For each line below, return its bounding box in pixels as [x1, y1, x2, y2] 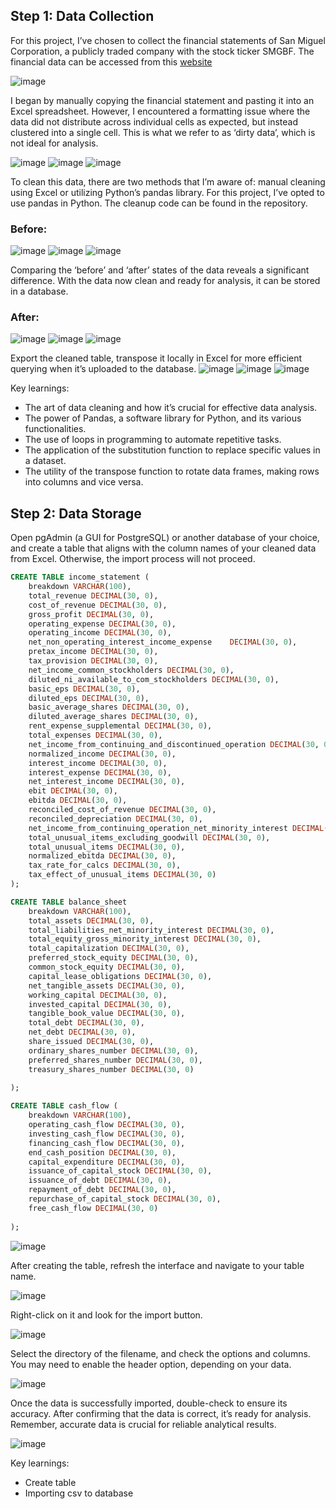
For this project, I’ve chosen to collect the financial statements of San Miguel [10, 34, 326, 46]
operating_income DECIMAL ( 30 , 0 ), [28, 628, 172, 638]
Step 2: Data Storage [10, 505, 142, 522]
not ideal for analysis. [10, 137, 99, 149]
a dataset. [24, 455, 67, 467]
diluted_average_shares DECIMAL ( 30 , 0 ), [28, 712, 199, 722]
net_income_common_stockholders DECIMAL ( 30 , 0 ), [28, 665, 235, 675]
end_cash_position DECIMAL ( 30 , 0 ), [28, 1147, 177, 1158]
